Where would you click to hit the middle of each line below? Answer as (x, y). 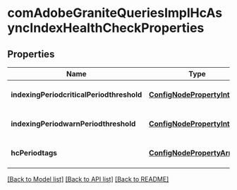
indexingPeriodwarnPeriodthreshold (73, 124)
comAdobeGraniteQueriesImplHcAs (115, 13)
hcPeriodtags (34, 153)
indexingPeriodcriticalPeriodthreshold (77, 95)
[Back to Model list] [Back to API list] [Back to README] (88, 179)
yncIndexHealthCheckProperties (106, 28)
